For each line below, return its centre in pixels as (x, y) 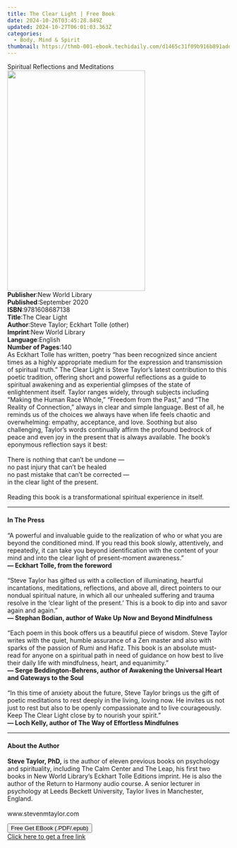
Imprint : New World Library (47, 332)
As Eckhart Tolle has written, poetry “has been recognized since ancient (112, 355)
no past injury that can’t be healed (57, 467)
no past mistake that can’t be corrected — (68, 474)
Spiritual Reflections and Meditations (61, 67)
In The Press (26, 520)
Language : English (34, 340)
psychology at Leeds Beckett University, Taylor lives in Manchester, (105, 792)
